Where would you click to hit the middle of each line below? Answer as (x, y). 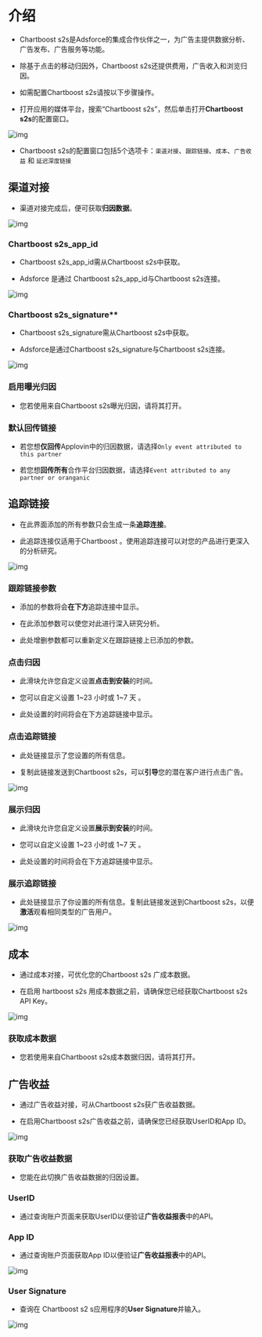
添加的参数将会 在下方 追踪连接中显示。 (81, 607)
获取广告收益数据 (40, 1159)
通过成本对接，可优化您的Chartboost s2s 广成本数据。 (107, 975)
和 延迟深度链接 (49, 160)
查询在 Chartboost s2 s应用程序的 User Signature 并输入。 (112, 1309)
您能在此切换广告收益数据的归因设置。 (81, 1177)
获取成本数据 (32, 1038)
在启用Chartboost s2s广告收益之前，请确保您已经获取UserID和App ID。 (135, 1121)
